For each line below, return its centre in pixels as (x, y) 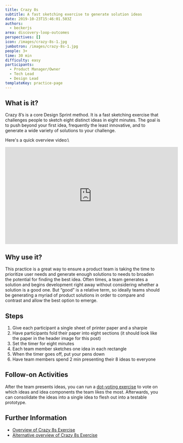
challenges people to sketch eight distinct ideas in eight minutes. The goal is (83, 120)
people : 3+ (16, 51)
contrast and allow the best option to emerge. (51, 300)
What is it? (22, 103)
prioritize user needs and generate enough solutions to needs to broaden (79, 274)
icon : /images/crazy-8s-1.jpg (36, 42)
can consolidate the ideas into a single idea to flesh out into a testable (76, 397)
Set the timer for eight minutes (43, 344)
